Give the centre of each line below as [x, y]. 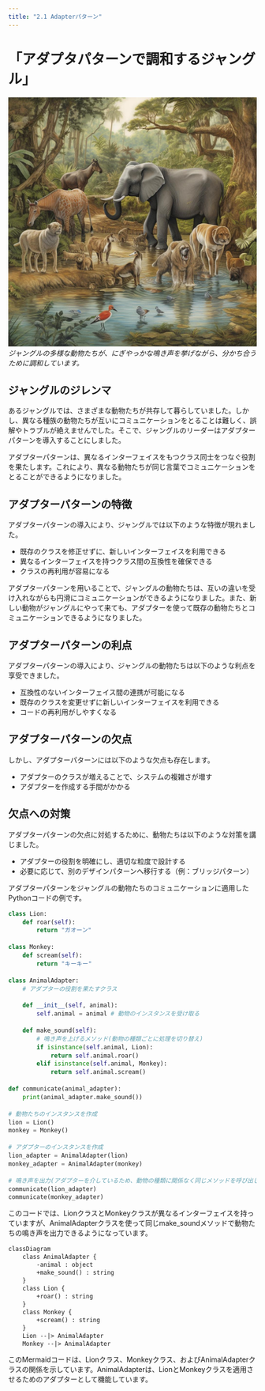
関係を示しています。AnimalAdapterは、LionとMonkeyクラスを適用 [138, 1370]
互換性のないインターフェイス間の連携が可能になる [102, 692]
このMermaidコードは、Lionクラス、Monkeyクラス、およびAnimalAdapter [129, 1359]
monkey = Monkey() [38, 1131]
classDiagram [30, 1249]
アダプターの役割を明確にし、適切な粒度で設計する [103, 861]
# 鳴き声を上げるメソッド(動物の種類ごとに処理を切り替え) [120, 1039]
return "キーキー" [64, 964]
